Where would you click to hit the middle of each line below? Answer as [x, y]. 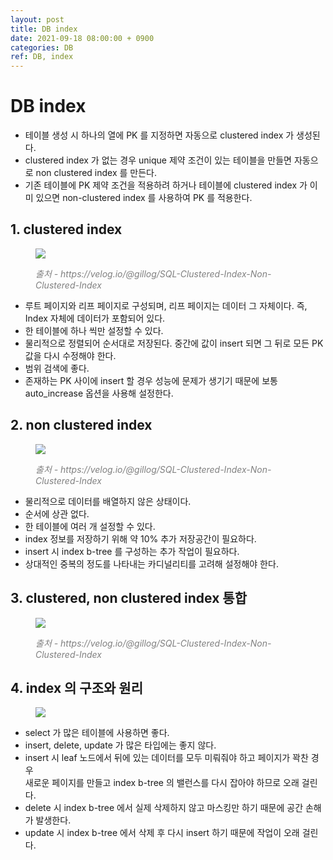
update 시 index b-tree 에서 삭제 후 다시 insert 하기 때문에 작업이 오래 [162, 833]
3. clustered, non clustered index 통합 [128, 598]
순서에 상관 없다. [57, 513]
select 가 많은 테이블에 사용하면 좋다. [97, 733]
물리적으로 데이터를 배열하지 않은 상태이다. [108, 501]
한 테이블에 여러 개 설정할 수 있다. [90, 526]
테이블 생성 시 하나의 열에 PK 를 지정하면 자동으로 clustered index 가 [159, 135]
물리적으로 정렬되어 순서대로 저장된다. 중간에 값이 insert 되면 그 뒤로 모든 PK [174, 343]
